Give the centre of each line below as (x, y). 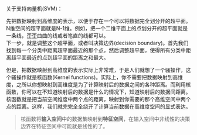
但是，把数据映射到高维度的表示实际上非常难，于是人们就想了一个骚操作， (96, 70)
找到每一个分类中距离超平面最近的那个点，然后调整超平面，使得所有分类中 (96, 50)
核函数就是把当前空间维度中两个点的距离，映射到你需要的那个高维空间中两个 (98, 99)
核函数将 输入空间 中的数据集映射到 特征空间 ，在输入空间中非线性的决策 (105, 119)
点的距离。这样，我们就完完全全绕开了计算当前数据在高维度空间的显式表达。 (98, 106)
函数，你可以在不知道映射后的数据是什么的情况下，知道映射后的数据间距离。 (98, 92)
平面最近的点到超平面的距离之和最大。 (62, 58)
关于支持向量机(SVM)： (34, 8)
